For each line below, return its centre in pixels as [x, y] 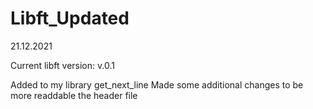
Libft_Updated [70, 18]
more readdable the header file [74, 95]
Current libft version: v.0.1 [62, 65]
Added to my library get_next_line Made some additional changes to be [157, 84]
